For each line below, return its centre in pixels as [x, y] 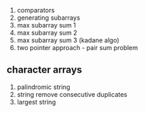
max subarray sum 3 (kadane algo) [68, 40]
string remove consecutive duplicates [72, 94]
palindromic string [43, 87]
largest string [36, 102]
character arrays [44, 70]
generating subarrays [48, 18]
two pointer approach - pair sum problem [77, 48]
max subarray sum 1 [46, 25]
